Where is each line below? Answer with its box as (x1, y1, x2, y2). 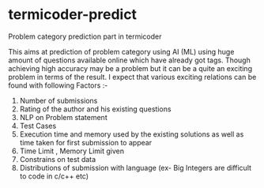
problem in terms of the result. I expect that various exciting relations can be (8, 72, 257, 81)
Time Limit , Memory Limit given (19, 146, 125, 156)
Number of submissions (19, 96, 98, 105)
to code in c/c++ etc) (19, 171, 89, 181)
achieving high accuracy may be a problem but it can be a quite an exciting (8, 63, 253, 73)
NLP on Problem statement (19, 112, 108, 122)
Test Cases (19, 121, 57, 130)
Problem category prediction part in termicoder (8, 32, 162, 41)
